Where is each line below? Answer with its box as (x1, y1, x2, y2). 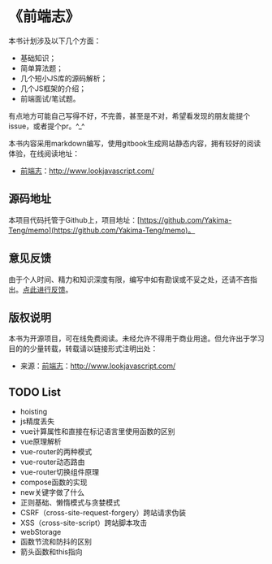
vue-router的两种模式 (19, 447, 93, 457)
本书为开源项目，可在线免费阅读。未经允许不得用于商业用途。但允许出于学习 (8, 334, 265, 344)
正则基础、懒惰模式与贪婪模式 (19, 497, 120, 508)
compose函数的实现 (19, 477, 88, 488)
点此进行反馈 (23, 284, 66, 294)
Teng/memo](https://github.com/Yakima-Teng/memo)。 (8, 225, 196, 235)
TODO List (8, 385, 61, 399)
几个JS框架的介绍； (19, 83, 87, 93)
